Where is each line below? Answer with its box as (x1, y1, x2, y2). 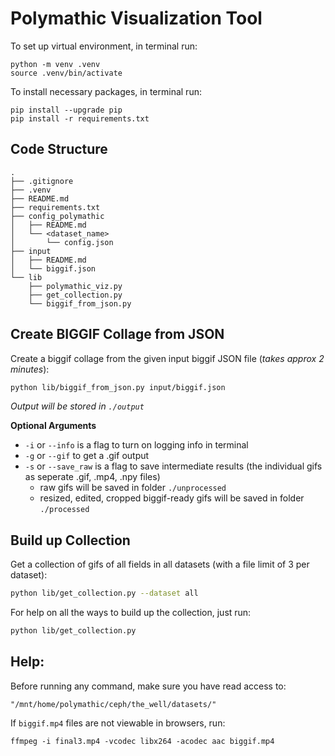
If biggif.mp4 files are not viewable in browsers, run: (10, 717, 226, 729)
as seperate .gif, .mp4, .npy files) (24, 471, 161, 483)
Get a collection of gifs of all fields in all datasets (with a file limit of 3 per (10, 558, 310, 571)
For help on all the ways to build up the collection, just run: (10, 607, 252, 619)
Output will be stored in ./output (10, 400, 145, 412)
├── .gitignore (10, 176, 74, 186)
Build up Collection (10, 532, 131, 549)
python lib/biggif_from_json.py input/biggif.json (10, 382, 226, 392)
